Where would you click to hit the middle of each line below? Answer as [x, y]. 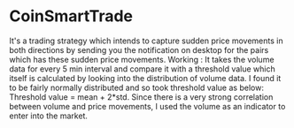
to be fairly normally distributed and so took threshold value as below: [136, 87]
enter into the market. [49, 116]
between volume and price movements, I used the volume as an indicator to [147, 106]
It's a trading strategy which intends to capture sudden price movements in [146, 41]
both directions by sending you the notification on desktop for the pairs [139, 49]
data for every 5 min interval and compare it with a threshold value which [143, 69]
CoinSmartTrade [71, 16]
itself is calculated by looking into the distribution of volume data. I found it [145, 78]
